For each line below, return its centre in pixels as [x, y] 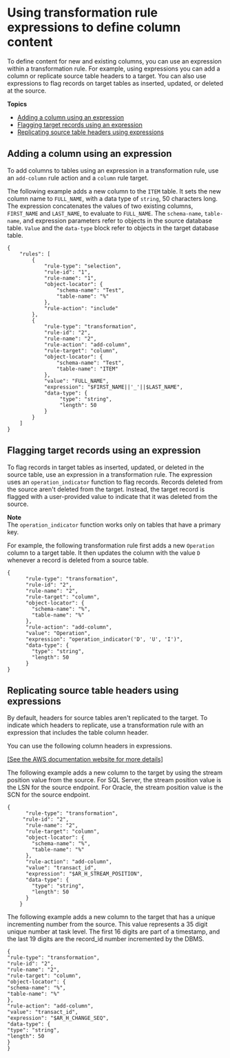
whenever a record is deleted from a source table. [78, 560]
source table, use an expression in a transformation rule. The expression [110, 474]
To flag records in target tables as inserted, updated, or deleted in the [106, 467]
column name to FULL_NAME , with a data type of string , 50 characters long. [113, 198]
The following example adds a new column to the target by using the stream [115, 773]
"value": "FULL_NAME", [76, 381]
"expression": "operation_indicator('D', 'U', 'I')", [104, 639]
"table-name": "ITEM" [87, 369]
